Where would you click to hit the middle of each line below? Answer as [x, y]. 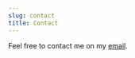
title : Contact [33, 23]
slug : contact [32, 15]
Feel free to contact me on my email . [68, 45]
